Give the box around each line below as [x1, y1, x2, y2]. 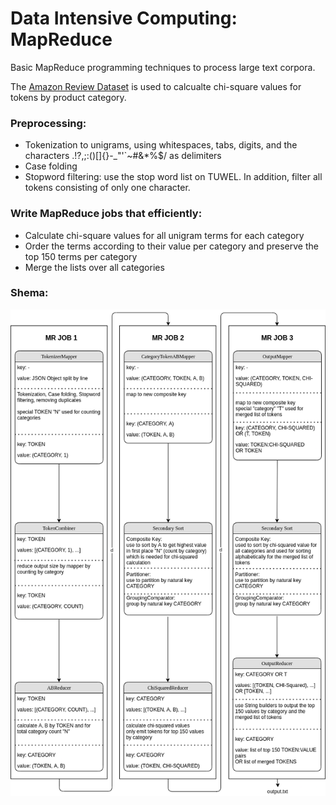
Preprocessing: [10, 116, 87, 130]
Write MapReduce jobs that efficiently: [10, 207, 203, 221]
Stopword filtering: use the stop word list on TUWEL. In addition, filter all [24, 171, 323, 183]
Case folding [24, 160, 78, 172]
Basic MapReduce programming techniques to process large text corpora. [10, 61, 316, 73]
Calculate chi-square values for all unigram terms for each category [24, 229, 305, 241]
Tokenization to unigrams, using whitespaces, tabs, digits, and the [24, 139, 298, 151]
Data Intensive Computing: [10, 7, 238, 30]
